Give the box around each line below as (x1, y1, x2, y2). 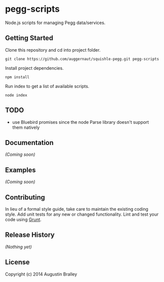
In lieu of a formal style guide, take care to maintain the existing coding (5, 206, 149, 212)
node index (5, 92, 27, 98)
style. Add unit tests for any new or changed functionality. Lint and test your (5, 211, 159, 217)
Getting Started (5, 34, 54, 42)
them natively (12, 124, 40, 130)
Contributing (5, 193, 45, 201)
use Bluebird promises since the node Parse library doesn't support (12, 119, 149, 125)
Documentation (5, 139, 54, 147)
